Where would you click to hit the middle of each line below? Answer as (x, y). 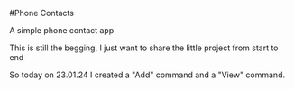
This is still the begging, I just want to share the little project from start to (144, 48)
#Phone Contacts (42, 13)
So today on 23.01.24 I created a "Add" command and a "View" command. (147, 75)
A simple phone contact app (62, 30)
